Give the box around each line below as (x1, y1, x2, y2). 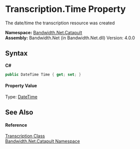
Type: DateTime (5, 93, 38, 100)
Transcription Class (5, 133, 45, 139)
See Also (5, 108, 33, 117)
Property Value (5, 83, 37, 89)
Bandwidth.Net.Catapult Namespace (5, 138, 80, 145)
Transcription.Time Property (5, 3, 126, 15)
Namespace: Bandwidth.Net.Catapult (5, 29, 82, 35)
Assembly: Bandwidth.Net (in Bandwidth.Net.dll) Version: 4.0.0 (5, 35, 136, 41)
